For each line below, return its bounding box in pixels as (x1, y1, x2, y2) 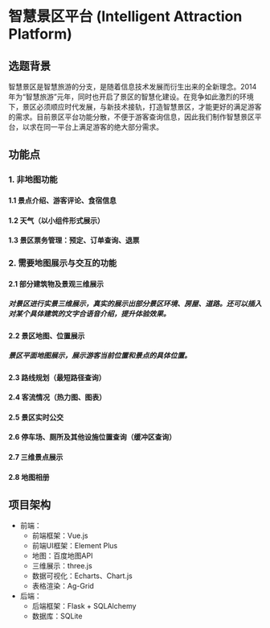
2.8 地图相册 (8, 472, 50, 481)
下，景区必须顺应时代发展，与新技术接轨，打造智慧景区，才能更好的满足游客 (8, 102, 262, 111)
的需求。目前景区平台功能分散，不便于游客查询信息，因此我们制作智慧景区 (8, 112, 255, 122)
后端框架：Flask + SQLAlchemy (31, 601, 137, 611)
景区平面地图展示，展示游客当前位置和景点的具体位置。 (8, 351, 191, 361)
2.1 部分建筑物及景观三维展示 (8, 279, 104, 288)
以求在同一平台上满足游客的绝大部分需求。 (22, 122, 163, 131)
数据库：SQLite (31, 611, 83, 621)
